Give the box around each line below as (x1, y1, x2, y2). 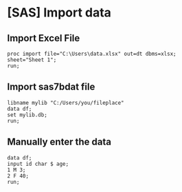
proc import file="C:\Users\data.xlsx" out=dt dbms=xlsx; (7, 50, 177, 57)
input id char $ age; (7, 160, 69, 167)
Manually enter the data (7, 136, 112, 148)
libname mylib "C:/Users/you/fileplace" (7, 99, 125, 106)
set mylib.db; (7, 111, 48, 118)
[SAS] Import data (7, 5, 112, 21)
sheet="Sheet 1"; (7, 56, 57, 63)
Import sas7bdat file (7, 81, 95, 93)
